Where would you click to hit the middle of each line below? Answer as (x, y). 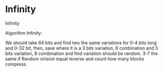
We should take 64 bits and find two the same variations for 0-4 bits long (81, 43)
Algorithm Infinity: (24, 33)
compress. (16, 64)
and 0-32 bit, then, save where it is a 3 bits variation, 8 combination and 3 (82, 48)
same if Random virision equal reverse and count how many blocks (75, 58)
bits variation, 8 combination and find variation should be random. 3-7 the (81, 53)
